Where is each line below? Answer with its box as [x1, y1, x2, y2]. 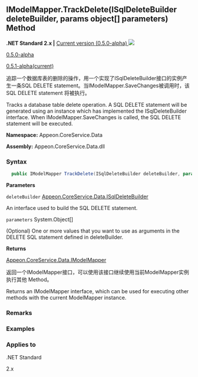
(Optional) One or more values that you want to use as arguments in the [6, 227, 180, 234]
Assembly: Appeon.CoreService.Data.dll [6, 143, 105, 150]
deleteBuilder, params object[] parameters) [6, 14, 169, 24]
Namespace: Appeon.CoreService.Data [6, 131, 103, 138]
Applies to [6, 340, 37, 349]
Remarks [6, 309, 32, 317]
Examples [6, 324, 35, 333]
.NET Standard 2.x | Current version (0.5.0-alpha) [6, 40, 128, 47]
